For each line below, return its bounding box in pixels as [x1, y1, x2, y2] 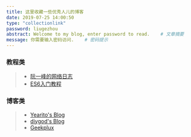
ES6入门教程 [30, 80, 62, 88]
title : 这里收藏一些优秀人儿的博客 [6, 8, 84, 15]
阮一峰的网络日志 [30, 73, 73, 80]
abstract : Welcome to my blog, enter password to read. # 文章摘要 [6, 31, 184, 37]
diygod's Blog [30, 117, 65, 124]
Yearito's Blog [30, 111, 65, 118]
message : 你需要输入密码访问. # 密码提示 [6, 37, 109, 43]
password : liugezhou [6, 25, 59, 32]
